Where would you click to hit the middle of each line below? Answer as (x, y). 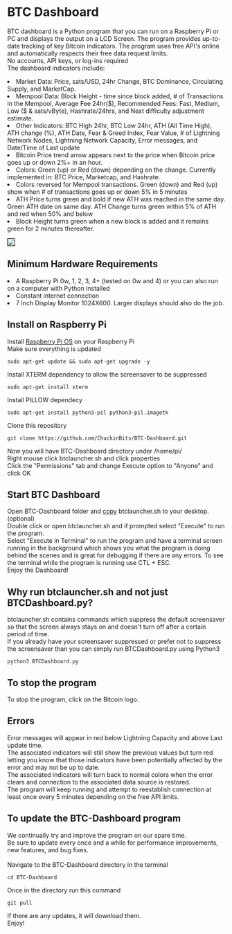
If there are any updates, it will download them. (74, 915)
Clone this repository (37, 425)
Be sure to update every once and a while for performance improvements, (113, 843)
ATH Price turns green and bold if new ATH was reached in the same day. (121, 199)
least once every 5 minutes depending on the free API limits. (93, 796)
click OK (19, 473)
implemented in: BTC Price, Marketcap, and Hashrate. (84, 177)
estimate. (20, 118)
